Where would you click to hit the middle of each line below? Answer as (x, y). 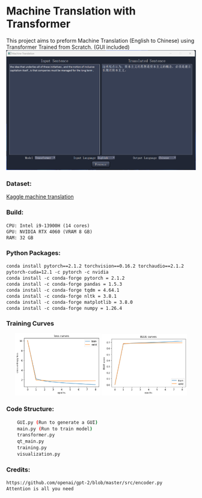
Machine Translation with (71, 11)
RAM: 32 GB (20, 238)
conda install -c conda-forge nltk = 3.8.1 (62, 297)
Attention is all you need (40, 489)
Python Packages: (34, 253)
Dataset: (19, 184)
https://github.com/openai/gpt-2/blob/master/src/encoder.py (84, 483)
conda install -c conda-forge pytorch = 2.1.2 (66, 279)
